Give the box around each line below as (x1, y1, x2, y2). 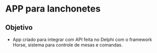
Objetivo (5, 23, 33, 32)
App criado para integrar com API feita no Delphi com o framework (12, 36, 152, 42)
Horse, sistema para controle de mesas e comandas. (12, 42, 123, 48)
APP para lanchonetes (5, 3, 101, 15)
